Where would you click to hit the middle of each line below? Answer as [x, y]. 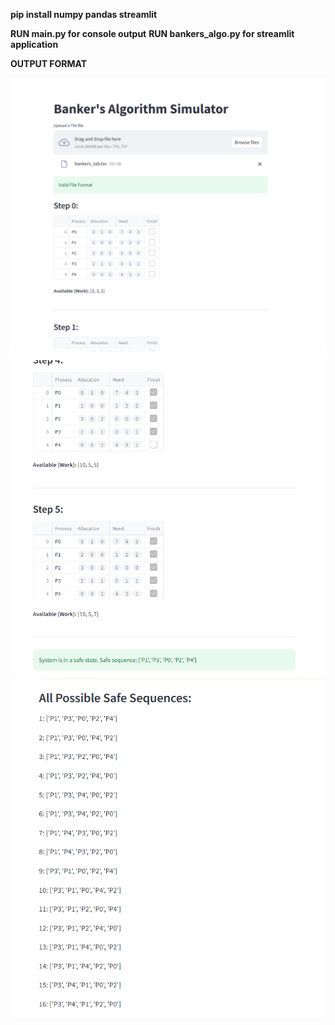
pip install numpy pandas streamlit [84, 14]
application [34, 44]
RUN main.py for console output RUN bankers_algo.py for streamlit [152, 33]
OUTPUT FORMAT [49, 63]
